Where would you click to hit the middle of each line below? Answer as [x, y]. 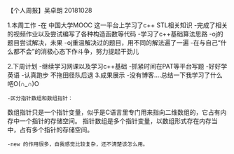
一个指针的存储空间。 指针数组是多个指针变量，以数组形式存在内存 [115, 121]
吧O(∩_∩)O [23, 84]
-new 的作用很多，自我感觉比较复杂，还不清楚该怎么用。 [78, 144]
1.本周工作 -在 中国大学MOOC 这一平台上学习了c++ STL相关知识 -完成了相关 [117, 25]
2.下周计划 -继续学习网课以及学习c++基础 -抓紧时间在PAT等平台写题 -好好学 [117, 66]
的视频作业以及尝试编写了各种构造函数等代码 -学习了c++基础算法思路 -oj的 [116, 34]
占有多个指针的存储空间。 [56, 129]
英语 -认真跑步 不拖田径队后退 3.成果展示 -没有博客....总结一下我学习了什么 [115, 75]
